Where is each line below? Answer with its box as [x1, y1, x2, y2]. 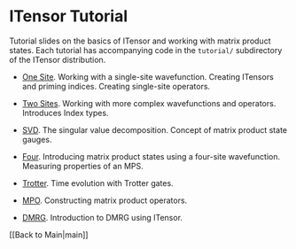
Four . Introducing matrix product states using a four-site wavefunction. [21, 151, 281, 161]
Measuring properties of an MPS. [21, 160, 144, 171]
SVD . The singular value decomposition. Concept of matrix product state [21, 124, 288, 135]
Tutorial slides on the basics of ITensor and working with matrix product [9, 35, 271, 46]
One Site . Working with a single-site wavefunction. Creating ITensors [21, 71, 275, 82]
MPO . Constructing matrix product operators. [21, 195, 188, 206]
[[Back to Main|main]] [9, 229, 89, 240]
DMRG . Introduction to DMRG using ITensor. [21, 212, 183, 222]
